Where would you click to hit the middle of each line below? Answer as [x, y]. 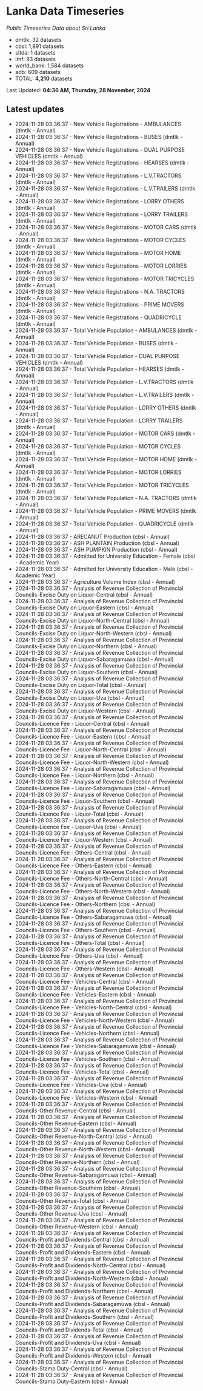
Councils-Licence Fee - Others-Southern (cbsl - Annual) [85, 930]
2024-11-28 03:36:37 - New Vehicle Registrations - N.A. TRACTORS [100, 291]
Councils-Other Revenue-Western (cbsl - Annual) [76, 1227]
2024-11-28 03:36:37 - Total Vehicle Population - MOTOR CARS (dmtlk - [105, 433]
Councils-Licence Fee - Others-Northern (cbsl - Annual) [85, 904]
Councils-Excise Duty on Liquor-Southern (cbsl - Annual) [86, 672]
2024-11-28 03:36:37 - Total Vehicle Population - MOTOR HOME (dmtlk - [106, 459]
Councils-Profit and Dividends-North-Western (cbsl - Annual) [92, 1278]
